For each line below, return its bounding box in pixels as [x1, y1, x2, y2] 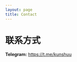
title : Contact [5, 12, 37, 17]
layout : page [5, 7, 33, 12]
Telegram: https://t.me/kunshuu [5, 52, 72, 58]
